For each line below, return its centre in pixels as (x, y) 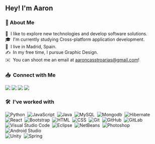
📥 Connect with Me (30, 75)
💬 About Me (20, 23)
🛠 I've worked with (30, 102)
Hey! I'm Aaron (29, 8)
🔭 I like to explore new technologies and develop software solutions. (76, 33)
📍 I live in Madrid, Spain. (31, 46)
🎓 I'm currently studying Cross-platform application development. (75, 39)
